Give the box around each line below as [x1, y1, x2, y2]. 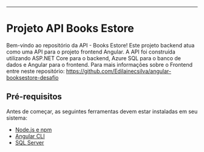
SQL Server [15, 139, 44, 146]
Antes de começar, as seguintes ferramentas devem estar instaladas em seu [6, 108, 198, 115]
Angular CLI [15, 132, 45, 140]
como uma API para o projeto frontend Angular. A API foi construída [6, 48, 176, 55]
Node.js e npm [15, 126, 52, 133]
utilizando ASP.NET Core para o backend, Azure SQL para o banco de [6, 54, 181, 61]
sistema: [6, 114, 27, 122]
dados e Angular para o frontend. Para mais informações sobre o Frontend [6, 61, 193, 68]
